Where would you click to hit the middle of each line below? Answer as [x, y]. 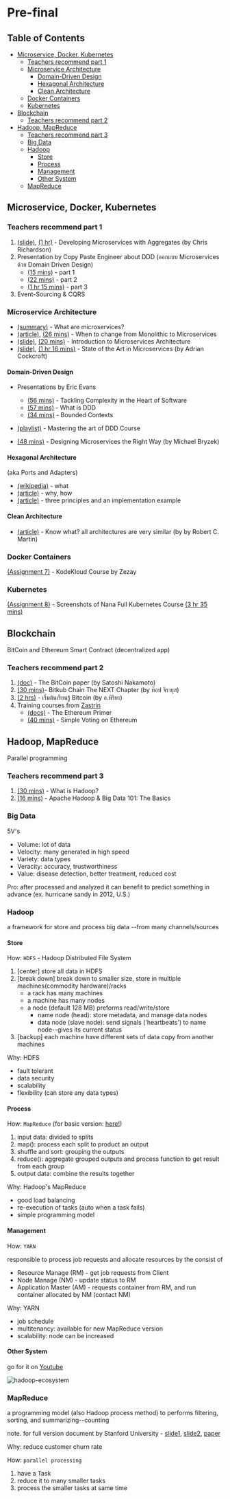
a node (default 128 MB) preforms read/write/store [98, 1008]
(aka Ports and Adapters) [42, 473]
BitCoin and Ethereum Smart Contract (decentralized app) [89, 650]
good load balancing [46, 1200]
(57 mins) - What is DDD [62, 408]
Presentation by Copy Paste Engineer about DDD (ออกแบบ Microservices [118, 256]
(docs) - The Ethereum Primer [69, 713]
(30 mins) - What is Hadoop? [58, 791]
